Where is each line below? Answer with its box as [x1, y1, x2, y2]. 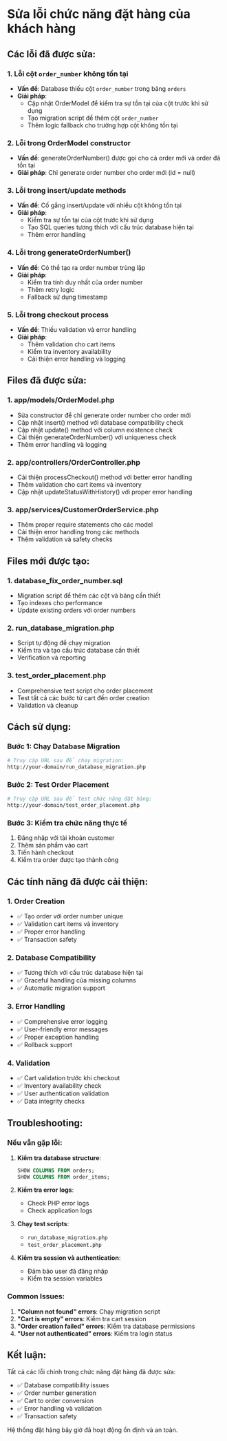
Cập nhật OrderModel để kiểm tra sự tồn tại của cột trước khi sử [27, 99, 208, 107]
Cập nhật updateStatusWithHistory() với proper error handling [17, 488, 193, 496]
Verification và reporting [17, 653, 86, 662]
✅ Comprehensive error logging [17, 1017, 108, 1025]
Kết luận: [7, 1349, 47, 1361]
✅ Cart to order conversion [17, 1396, 94, 1405]
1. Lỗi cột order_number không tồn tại [7, 69, 129, 78]
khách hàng [7, 21, 76, 36]
